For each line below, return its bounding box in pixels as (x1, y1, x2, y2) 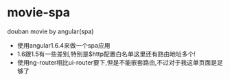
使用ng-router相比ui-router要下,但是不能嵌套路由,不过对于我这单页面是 (16, 58, 218, 66)
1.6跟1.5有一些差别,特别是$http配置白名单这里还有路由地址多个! (16, 50, 196, 58)
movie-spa (7, 5, 71, 20)
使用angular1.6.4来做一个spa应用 (16, 41, 111, 49)
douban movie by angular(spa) (7, 27, 94, 35)
